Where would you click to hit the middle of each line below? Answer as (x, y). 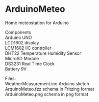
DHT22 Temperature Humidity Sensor (43, 53)
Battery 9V (16, 69)
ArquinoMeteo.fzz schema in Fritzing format (50, 89)
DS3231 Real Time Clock (30, 64)
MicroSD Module (22, 58)
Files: (11, 78)
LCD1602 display (22, 42)
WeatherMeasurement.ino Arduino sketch (47, 84)
